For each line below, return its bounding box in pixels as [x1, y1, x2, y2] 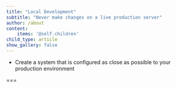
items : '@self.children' [17, 31, 79, 37]
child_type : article [6, 37, 58, 43]
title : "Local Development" [6, 8, 77, 15]
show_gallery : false [6, 43, 58, 48]
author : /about [6, 20, 44, 26]
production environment [14, 65, 75, 72]
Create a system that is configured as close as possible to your [14, 58, 171, 66]
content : [6, 25, 28, 32]
